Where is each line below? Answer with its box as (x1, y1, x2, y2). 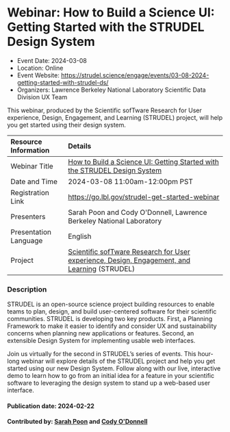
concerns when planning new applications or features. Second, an (7, 329, 194, 338)
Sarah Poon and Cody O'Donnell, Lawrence (68, 207, 207, 217)
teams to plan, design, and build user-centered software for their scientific (7, 307, 217, 316)
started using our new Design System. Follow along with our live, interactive (7, 364, 221, 372)
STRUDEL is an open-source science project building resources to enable (7, 300, 215, 309)
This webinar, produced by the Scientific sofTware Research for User (7, 106, 202, 114)
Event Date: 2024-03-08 (16, 56, 87, 64)
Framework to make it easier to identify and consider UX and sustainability (7, 322, 217, 330)
